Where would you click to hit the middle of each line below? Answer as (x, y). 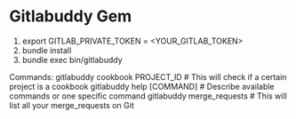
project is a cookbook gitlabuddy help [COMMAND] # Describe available (142, 86)
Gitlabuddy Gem (71, 16)
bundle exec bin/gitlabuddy (72, 59)
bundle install (47, 50)
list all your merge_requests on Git (72, 105)
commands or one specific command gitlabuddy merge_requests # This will (148, 96)
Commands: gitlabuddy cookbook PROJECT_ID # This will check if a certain (148, 76)
